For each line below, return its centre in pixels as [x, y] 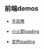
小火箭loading [25, 31]
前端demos [22, 9]
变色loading [23, 41]
